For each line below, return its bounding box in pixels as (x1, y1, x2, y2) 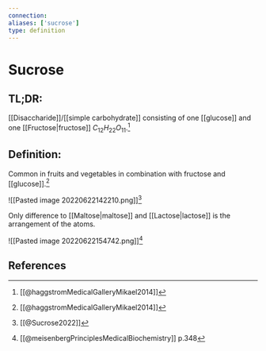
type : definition (8, 26, 66, 34)
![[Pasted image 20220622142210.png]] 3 (8, 194, 142, 205)
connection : (8, 11, 47, 20)
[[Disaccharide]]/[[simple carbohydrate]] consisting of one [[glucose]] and (8, 113, 252, 123)
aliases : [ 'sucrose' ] (8, 19, 80, 27)
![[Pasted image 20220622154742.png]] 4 (8, 234, 143, 245)
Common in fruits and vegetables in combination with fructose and (8, 168, 226, 179)
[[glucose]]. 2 (8, 177, 50, 188)
